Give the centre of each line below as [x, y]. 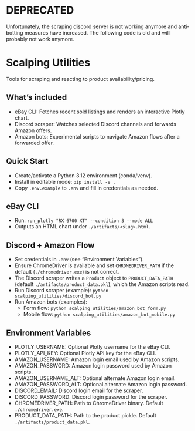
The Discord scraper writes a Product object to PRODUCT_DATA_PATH [94, 278]
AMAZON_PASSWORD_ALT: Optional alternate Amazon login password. [101, 384]
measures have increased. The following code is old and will [97, 32]
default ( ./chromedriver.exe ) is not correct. [67, 272]
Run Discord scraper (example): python [61, 291]
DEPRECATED [40, 10]
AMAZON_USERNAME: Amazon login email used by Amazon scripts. [97, 359]
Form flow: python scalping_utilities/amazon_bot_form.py [95, 308]
